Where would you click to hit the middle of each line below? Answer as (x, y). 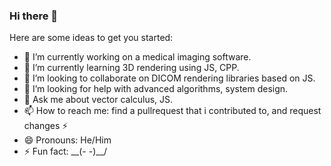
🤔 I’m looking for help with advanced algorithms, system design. (156, 89)
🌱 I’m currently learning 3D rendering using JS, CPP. (131, 68)
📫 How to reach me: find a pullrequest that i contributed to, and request (172, 111)
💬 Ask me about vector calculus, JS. (98, 100)
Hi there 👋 (34, 16)
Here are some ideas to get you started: (91, 38)
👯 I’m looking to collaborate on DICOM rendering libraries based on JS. (169, 78)
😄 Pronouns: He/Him (67, 140)
